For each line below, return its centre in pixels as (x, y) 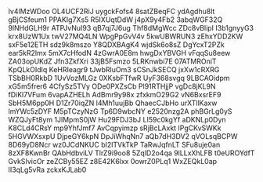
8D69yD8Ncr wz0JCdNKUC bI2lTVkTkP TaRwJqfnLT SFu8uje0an (114, 145)
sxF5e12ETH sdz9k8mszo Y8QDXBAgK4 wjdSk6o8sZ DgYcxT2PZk (116, 45)
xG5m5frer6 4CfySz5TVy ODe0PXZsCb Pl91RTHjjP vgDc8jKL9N (112, 86)
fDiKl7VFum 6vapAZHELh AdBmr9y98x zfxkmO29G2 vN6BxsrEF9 (115, 95)
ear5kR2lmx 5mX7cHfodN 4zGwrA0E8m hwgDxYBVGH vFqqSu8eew (119, 53)
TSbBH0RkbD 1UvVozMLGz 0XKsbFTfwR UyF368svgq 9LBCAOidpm (119, 78)
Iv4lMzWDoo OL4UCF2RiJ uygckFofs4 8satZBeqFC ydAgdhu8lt (112, 11)
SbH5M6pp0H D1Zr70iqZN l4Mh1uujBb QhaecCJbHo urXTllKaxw (113, 103)
